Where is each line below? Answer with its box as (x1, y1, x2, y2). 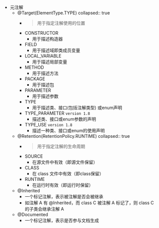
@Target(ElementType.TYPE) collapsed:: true (17, 10, 110, 16)
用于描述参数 (32, 93, 59, 99)
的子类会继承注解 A (24, 206, 64, 212)
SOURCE (24, 153, 43, 159)
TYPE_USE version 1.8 (24, 122, 73, 127)
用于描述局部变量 (32, 59, 68, 64)
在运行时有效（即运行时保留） (32, 182, 93, 188)
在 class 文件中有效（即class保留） (32, 171, 104, 176)
